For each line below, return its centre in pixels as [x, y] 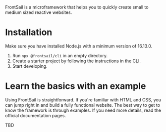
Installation [29, 32]
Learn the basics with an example [76, 86]
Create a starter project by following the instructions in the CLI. [77, 61]
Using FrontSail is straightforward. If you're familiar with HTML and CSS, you [83, 100]
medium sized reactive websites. [39, 12]
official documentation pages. [35, 115]
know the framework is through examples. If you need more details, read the [83, 110]
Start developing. [30, 66]
